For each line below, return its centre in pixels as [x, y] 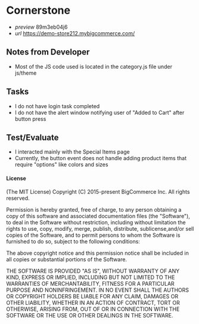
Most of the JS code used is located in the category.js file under [94, 66]
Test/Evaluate [32, 137]
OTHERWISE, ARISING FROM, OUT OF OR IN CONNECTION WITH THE [93, 309]
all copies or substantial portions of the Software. [66, 259]
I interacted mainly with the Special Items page [72, 152]
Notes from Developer [48, 52]
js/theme [26, 73]
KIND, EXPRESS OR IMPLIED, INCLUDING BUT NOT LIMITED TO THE [91, 277]
